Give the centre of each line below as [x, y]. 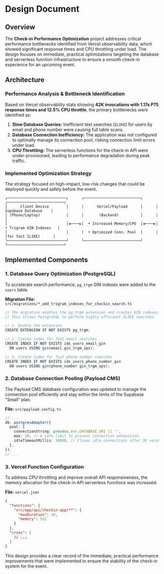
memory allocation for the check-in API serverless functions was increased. [81, 482]
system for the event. [26, 566]
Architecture [25, 80]
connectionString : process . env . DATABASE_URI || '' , [67, 431]
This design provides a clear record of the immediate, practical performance [82, 555]
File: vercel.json [22, 492]
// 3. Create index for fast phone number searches [59, 357]
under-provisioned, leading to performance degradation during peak [81, 155]
